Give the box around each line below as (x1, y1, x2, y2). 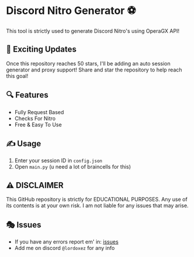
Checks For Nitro (14, 115, 56, 122)
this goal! (6, 72, 28, 79)
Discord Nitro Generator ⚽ (6, 4, 137, 18)
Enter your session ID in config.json (14, 157, 103, 164)
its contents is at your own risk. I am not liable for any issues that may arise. (6, 202, 189, 209)
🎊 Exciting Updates (6, 44, 77, 54)
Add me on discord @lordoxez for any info (14, 245, 115, 251)
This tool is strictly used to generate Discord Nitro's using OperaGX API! (6, 27, 180, 35)
